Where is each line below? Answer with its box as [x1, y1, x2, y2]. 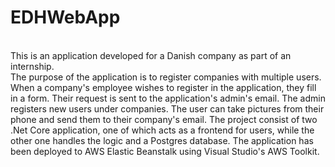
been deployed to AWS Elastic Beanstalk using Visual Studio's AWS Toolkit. [10, 145, 320, 157]
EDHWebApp [10, 6, 121, 29]
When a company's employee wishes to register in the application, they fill [10, 81, 317, 93]
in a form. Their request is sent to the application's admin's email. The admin [10, 92, 326, 104]
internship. [10, 60, 55, 72]
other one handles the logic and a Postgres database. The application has [10, 134, 314, 146]
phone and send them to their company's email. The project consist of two [10, 113, 318, 125]
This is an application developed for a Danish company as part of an [10, 49, 292, 61]
